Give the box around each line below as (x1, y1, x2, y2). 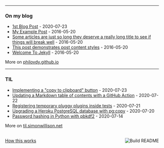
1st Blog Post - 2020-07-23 (12, 24, 67, 29)
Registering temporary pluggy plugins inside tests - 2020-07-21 (12, 102, 141, 108)
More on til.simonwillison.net (5, 123, 63, 128)
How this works (5, 138, 37, 144)
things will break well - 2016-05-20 (12, 39, 83, 45)
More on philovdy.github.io (5, 59, 59, 65)
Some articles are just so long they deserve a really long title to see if (12, 34, 151, 40)
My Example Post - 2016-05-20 (12, 29, 76, 35)
